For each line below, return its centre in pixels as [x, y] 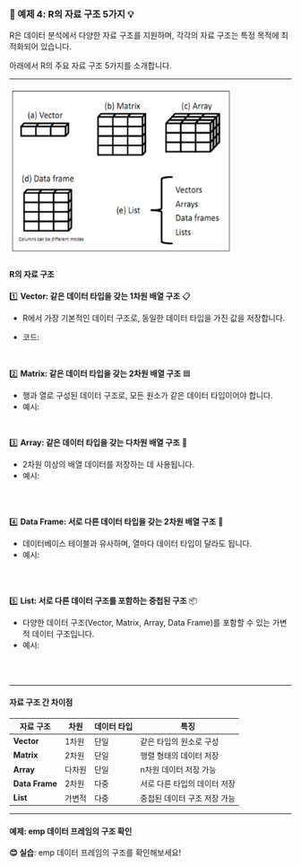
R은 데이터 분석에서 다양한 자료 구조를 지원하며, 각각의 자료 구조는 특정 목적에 [144, 35]
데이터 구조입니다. [63, 634]
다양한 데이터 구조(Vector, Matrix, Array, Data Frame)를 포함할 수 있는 [146, 622]
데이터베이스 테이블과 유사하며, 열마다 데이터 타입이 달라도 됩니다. [137, 544]
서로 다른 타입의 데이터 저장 [188, 784]
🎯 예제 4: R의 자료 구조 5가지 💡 [72, 13]
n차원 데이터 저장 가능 [178, 770]
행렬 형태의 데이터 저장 [180, 755]
